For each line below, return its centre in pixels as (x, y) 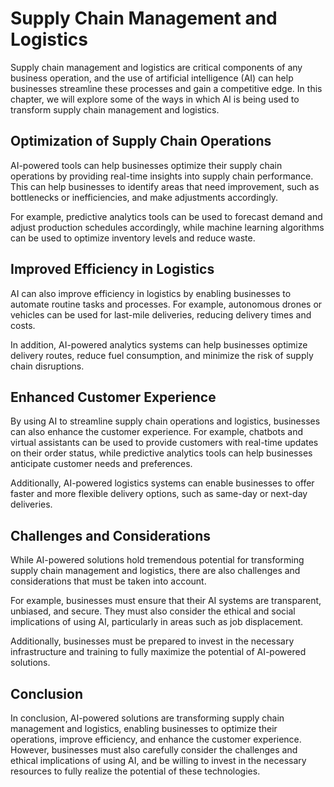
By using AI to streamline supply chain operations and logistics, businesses (165, 421)
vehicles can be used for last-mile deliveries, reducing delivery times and (161, 314)
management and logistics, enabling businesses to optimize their (144, 728)
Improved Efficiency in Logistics (112, 269)
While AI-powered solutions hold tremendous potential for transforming (157, 560)
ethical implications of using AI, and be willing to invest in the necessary (158, 760)
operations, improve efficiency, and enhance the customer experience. (156, 739)
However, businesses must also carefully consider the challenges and (154, 750)
